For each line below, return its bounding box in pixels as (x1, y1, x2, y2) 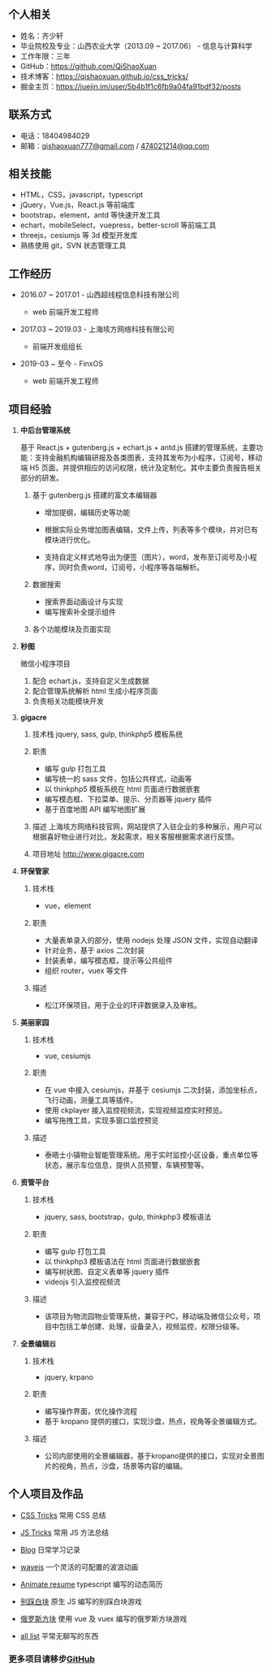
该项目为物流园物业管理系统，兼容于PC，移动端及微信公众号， (44, 1311, 254, 1321)
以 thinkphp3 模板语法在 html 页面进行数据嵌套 (44, 1257, 201, 1267)
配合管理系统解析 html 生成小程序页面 (32, 686, 158, 696)
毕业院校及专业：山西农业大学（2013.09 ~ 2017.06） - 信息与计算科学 (19, 41, 253, 50)
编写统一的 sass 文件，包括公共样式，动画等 (44, 774, 192, 784)
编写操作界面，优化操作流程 (44, 1406, 138, 1416)
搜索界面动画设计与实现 (44, 597, 123, 607)
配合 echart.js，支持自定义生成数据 (32, 676, 149, 686)
